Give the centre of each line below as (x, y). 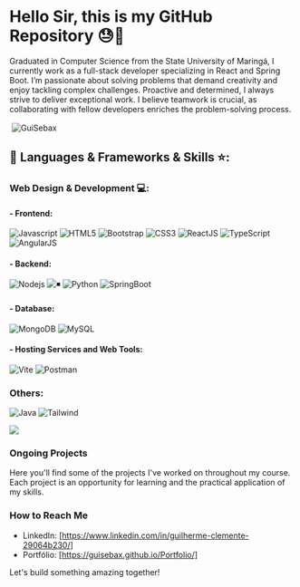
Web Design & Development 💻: (79, 188)
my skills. (27, 492)
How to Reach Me (49, 515)
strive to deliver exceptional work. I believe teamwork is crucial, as (133, 99)
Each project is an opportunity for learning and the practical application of (147, 483)
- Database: (32, 308)
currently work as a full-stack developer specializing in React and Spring (145, 71)
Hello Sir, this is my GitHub (111, 17)
